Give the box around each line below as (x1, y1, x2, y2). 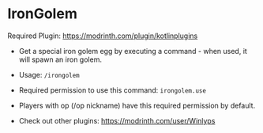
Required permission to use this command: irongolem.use (18, 85, 207, 95)
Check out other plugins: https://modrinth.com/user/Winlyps (18, 116, 216, 125)
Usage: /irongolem (18, 70, 80, 79)
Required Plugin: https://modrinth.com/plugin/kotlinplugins (7, 31, 198, 40)
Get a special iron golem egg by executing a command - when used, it (18, 46, 248, 55)
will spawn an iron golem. (18, 55, 102, 64)
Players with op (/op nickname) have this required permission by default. (18, 101, 256, 110)
